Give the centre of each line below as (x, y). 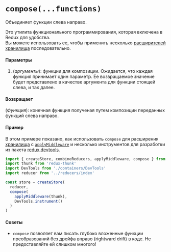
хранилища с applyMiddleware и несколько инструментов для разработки (85, 144)
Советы (14, 222)
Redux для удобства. (28, 37)
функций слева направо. (32, 116)
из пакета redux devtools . (33, 150)
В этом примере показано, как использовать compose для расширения (82, 138)
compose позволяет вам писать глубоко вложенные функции (78, 234)
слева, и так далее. (34, 88)
